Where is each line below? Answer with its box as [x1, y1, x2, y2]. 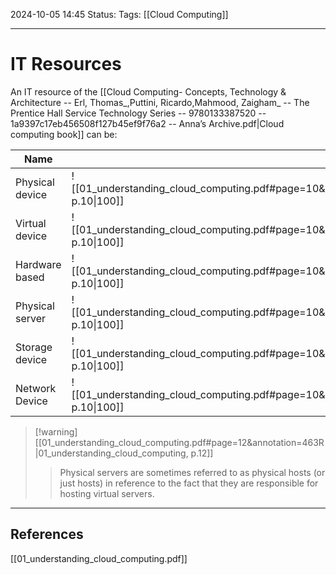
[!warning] [34, 425, 78, 438]
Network [15, 381, 57, 395]
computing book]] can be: [10, 128, 118, 140]
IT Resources [10, 53, 122, 76]
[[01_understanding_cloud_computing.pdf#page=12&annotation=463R [34, 436, 325, 448]
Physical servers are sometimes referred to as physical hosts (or [59, 466, 326, 478]
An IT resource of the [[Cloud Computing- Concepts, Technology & [10, 85, 287, 98]
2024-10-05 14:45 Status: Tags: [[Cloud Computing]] [10, 9, 229, 20]
